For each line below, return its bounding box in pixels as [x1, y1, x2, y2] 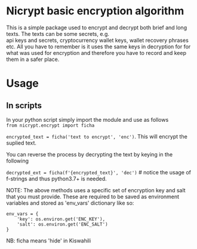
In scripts [6, 100, 42, 110]
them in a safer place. [6, 56, 60, 63]
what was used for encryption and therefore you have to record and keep [6, 49, 187, 56]
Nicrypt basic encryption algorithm [6, 4, 184, 18]
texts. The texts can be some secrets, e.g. [6, 30, 109, 37]
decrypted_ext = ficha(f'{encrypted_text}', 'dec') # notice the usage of [6, 168, 192, 176]
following [6, 157, 29, 164]
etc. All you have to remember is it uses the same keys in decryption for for [6, 43, 191, 50]
